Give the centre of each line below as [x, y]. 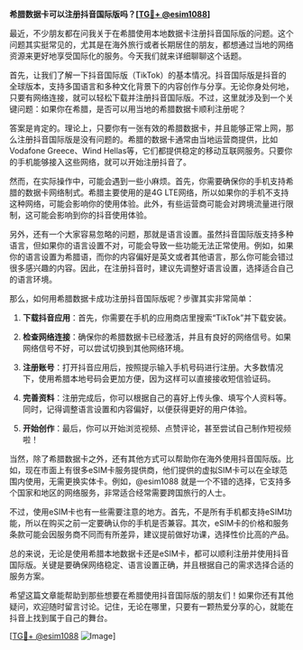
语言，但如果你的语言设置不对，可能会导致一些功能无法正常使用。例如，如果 [151, 246]
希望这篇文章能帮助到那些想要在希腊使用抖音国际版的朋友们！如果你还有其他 [151, 595]
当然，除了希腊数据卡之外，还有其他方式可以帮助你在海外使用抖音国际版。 [147, 459]
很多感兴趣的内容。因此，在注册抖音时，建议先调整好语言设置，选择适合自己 [151, 268]
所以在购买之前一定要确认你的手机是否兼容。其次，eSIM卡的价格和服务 [157, 523]
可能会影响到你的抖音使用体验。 [92, 215]
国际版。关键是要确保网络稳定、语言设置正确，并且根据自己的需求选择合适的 [151, 565]
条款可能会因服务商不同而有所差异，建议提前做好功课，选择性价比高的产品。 [151, 534]
